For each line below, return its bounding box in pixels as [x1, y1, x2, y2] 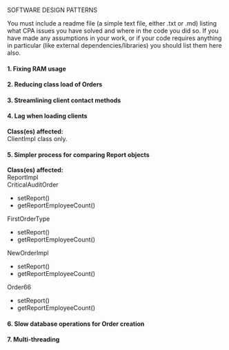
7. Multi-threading [7, 335, 60, 344]
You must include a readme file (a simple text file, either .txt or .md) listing [7, 19, 217, 27]
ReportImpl [7, 173, 39, 182]
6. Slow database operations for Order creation [7, 320, 145, 328]
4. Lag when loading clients [7, 112, 88, 120]
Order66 [7, 283, 32, 291]
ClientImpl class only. [7, 134, 68, 142]
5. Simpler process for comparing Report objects [7, 150, 150, 158]
